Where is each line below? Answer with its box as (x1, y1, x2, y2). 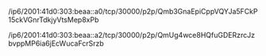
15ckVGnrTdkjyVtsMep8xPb (8, 15, 99, 24)
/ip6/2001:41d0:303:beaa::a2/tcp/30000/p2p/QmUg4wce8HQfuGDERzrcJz (8, 31, 256, 39)
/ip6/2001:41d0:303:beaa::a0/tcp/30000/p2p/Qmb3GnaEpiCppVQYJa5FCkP (8, 7, 258, 16)
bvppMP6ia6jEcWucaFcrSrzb (8, 39, 105, 48)
